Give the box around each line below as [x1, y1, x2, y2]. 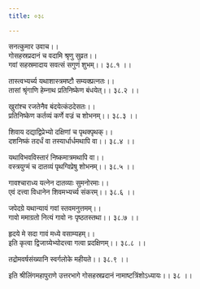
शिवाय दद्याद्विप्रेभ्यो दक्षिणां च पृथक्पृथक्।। [8, 127, 114, 137]
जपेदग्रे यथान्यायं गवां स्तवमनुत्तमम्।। [8, 203, 102, 212]
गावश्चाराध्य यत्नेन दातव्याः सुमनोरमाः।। [8, 177, 110, 187]
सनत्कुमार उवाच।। [8, 42, 59, 51]
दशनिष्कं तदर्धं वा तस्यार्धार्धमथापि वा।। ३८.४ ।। [8, 136, 136, 146]
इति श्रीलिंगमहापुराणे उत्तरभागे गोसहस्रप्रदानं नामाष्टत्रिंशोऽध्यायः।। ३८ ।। [8, 270, 193, 280]
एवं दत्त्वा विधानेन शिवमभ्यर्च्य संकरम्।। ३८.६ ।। [8, 186, 136, 196]
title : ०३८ [8, 11, 45, 20]
